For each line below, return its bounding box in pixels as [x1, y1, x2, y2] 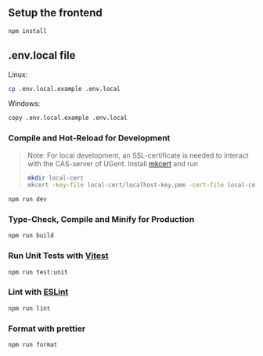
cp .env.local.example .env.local [8, 85, 121, 93]
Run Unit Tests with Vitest [8, 250, 109, 261]
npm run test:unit [8, 268, 68, 276]
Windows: [8, 99, 41, 108]
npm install [8, 27, 47, 35]
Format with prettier [8, 323, 86, 334]
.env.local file [8, 49, 76, 62]
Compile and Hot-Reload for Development [8, 133, 171, 143]
